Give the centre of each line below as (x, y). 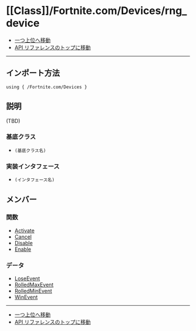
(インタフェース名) (34, 180)
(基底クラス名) (30, 150)
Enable (23, 249)
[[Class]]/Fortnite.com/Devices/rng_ (97, 11)
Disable (24, 243)
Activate (24, 230)
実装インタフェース (33, 166)
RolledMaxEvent (34, 285)
